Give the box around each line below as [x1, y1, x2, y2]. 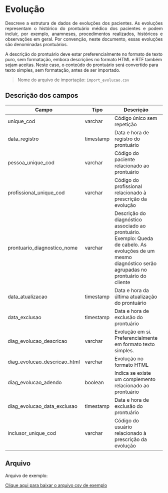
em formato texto [114, 341, 155, 348]
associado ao [114, 222, 146, 229]
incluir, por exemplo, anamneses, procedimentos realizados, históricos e [5, 31, 163, 37]
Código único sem [114, 114, 157, 121]
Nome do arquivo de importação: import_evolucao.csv [17, 77, 129, 83]
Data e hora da [114, 287, 149, 294]
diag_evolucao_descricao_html [7, 358, 80, 365]
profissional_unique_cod [7, 189, 65, 196]
